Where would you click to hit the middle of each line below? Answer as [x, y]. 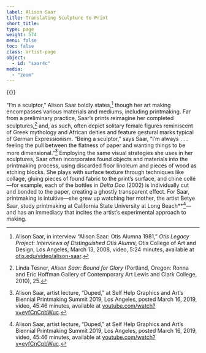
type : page [20, 29]
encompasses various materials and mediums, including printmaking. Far [99, 112]
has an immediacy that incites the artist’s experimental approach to [102, 212]
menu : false [21, 40]
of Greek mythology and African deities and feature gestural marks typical [100, 132]
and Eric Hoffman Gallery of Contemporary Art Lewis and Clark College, [106, 274]
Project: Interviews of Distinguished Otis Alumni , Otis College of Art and [105, 243]
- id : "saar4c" [31, 63]
